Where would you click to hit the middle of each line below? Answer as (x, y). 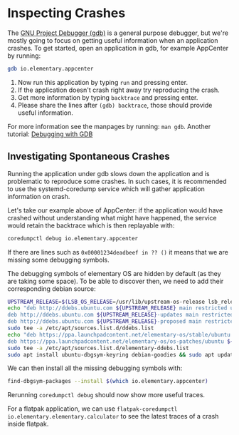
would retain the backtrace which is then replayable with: (91, 225)
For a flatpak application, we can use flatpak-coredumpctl (92, 409)
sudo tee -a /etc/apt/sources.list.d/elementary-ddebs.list (99, 348)
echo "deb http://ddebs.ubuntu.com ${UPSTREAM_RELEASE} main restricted (117, 308)
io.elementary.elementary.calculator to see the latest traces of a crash (113, 416)
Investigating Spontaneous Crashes (89, 157)
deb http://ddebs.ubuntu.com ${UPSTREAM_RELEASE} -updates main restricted (121, 315)
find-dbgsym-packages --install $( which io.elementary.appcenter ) (108, 382)
